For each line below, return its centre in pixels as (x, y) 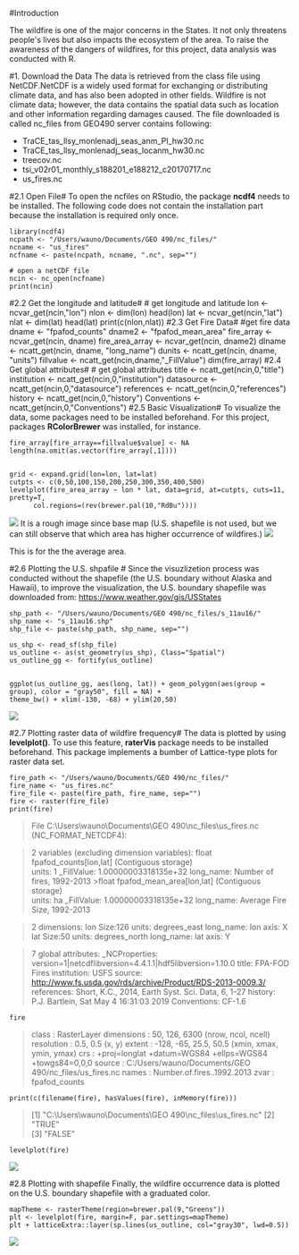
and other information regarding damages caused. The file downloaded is (145, 114)
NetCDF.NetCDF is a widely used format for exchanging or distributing (139, 85)
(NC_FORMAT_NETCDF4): (79, 835)
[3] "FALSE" (53, 1134)
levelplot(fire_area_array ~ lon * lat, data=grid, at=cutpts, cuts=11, (147, 490)
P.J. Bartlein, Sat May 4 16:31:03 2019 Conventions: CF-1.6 (139, 1001)
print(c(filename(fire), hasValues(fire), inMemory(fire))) (124, 1098)
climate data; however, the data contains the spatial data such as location (144, 105)
